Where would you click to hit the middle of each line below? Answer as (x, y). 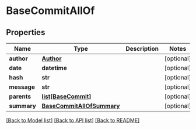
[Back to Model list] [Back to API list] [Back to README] (73, 120)
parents (20, 96)
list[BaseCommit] (66, 96)
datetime (54, 68)
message (22, 87)
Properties (26, 32)
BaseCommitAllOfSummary (81, 106)
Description (142, 49)
